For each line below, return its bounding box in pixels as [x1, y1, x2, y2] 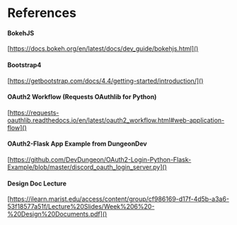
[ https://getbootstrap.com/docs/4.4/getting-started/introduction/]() [7, 76, 204, 85]
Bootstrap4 [7, 60, 42, 69]
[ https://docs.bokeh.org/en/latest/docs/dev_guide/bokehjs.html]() [7, 45, 199, 53]
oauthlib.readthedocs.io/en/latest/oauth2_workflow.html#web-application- [7, 115, 225, 125]
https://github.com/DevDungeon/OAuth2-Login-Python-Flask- [9, 156, 192, 163]
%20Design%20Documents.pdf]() [7, 210, 108, 219]
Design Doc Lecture [7, 179, 67, 187]
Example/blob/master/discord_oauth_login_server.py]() [7, 163, 168, 171]
